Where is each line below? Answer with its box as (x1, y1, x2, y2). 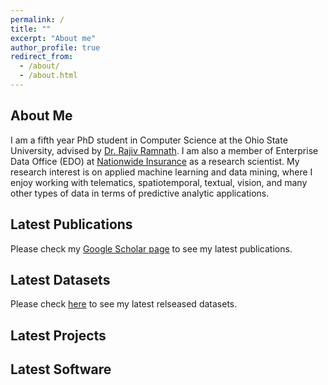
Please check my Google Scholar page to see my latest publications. (10, 242, 293, 255)
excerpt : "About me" (10, 33, 97, 43)
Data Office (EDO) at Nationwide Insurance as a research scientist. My (10, 155, 300, 167)
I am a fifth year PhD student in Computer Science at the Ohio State (10, 134, 288, 146)
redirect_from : (10, 52, 74, 62)
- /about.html (19, 71, 78, 81)
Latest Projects (10, 327, 107, 344)
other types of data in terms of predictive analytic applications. (10, 187, 270, 199)
